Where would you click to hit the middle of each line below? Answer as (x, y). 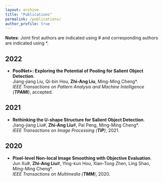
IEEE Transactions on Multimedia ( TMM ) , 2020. (61, 174)
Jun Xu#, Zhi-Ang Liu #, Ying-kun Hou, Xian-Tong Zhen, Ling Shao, (81, 163)
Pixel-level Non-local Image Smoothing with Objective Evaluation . (82, 158)
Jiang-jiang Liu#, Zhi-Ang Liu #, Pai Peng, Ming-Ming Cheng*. (76, 125)
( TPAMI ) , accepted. (33, 92)
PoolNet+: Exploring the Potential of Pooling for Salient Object (78, 71)
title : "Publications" (29, 14)
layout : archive (22, 10)
